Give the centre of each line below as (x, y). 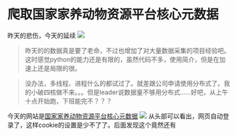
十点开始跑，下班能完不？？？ (68, 101)
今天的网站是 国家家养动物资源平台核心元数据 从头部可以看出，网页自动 (115, 116)
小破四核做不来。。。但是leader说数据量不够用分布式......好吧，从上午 (129, 92)
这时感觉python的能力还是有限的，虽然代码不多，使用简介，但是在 (122, 59)
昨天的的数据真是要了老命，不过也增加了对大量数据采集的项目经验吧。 (127, 50)
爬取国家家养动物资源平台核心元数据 (113, 15)
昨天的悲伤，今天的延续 (42, 35)
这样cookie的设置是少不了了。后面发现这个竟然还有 (101, 125)
